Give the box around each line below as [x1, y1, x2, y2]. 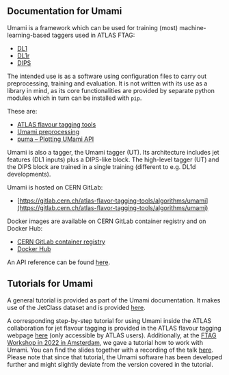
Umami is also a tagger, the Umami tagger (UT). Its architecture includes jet [7, 148, 220, 156]
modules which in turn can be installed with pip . [7, 94, 142, 102]
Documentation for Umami [7, 5, 122, 17]
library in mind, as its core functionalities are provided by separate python [7, 86, 215, 94]
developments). [7, 170, 51, 178]
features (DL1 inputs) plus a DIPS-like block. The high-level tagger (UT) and [7, 155, 219, 164]
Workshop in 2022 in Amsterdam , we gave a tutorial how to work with [7, 338, 204, 346]
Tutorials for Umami [7, 278, 94, 289]
